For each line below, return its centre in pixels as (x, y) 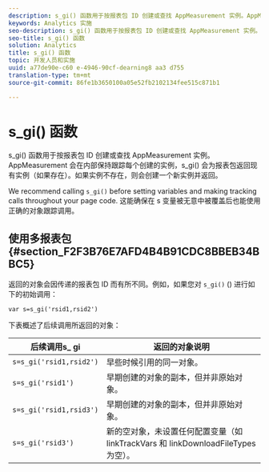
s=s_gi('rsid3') (43, 443)
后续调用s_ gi (56, 347)
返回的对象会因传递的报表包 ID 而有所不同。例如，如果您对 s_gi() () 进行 (128, 284)
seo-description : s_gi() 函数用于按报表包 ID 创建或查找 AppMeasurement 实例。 (135, 30)
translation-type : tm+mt (50, 75)
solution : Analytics (43, 46)
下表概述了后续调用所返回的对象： (64, 326)
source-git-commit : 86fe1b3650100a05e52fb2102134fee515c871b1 (114, 82)
